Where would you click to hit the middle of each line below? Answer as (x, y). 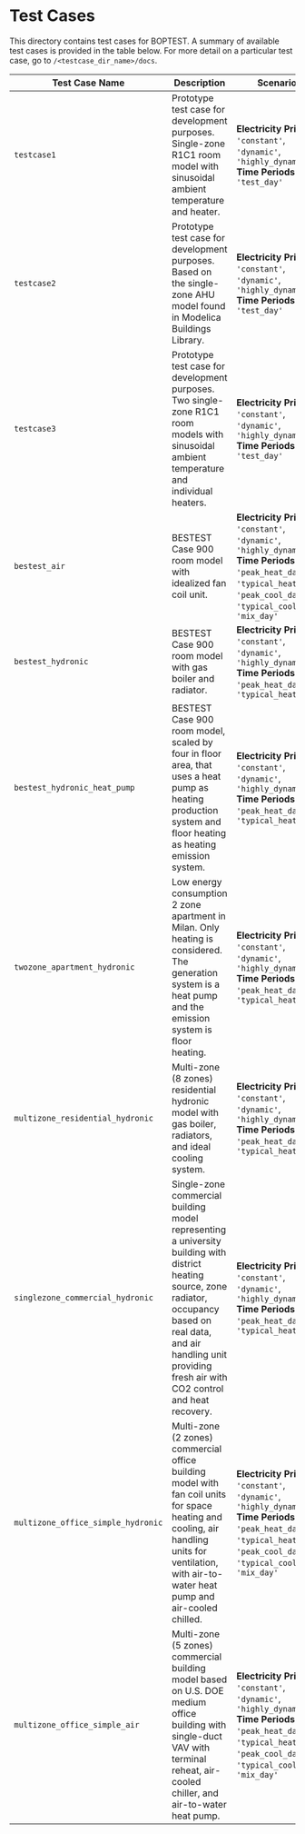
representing (199, 1230)
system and (196, 822)
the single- (195, 283)
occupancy (195, 1309)
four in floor (197, 753)
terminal (189, 1759)
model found (198, 305)
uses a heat (196, 776)
